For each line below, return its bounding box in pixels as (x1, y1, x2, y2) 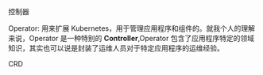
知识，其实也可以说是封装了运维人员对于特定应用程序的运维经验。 (8, 43, 224, 53)
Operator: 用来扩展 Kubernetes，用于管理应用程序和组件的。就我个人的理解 (8, 24, 256, 33)
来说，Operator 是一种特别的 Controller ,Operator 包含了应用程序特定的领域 (8, 34, 254, 43)
